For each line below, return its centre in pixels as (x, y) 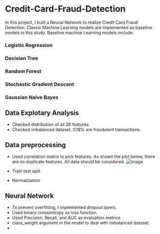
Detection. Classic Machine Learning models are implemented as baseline (79, 27)
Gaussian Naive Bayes (32, 97)
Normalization (26, 181)
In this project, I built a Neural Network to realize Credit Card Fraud (71, 22)
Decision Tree (22, 58)
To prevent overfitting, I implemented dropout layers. (64, 207)
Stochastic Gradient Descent (39, 84)
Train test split (26, 171)
